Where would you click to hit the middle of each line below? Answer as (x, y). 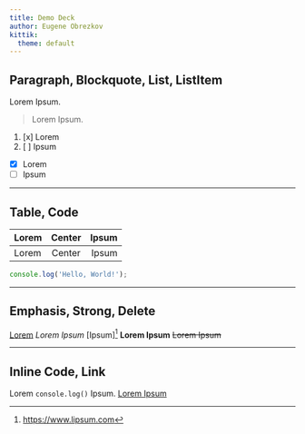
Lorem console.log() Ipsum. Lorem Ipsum (88, 394)
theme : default (46, 43)
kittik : (24, 35)
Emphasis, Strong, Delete (83, 311)
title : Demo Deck (42, 18)
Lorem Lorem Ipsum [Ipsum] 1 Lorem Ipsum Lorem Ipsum (116, 334)
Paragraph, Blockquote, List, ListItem (116, 79)
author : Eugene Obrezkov (56, 26)
